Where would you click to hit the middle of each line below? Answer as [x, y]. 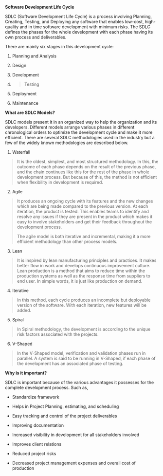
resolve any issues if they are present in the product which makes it [85, 217]
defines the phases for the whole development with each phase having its [79, 32]
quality [12, 27]
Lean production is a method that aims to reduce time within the [81, 271]
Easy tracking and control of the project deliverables [64, 416]
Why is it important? [26, 373]
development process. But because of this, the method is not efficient [87, 177]
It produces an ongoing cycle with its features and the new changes [85, 201]
